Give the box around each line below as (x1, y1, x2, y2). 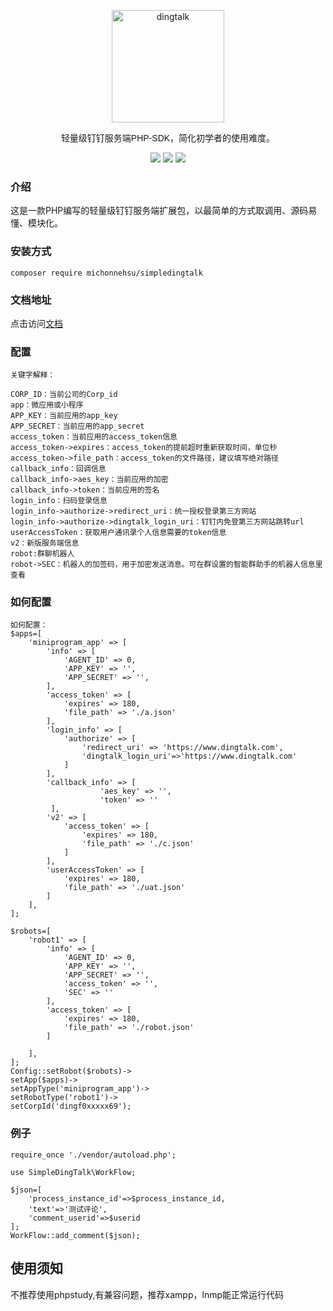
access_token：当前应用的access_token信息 (10, 432, 178, 442)
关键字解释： (10, 370, 56, 380)
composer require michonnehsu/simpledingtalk (10, 268, 203, 278)
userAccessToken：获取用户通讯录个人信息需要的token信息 (10, 528, 227, 538)
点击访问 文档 (10, 317, 63, 329)
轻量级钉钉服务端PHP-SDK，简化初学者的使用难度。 (60, 133, 276, 144)
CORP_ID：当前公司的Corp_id (10, 390, 118, 400)
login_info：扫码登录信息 (10, 496, 108, 506)
